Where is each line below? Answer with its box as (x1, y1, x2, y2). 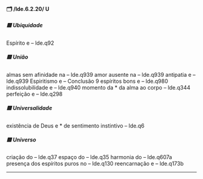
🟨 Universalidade (6, 105, 53, 112)
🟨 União (6, 53, 28, 60)
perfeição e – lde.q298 (6, 90, 63, 97)
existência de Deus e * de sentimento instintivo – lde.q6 (6, 122, 145, 129)
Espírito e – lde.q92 (6, 39, 54, 47)
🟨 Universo (6, 136, 36, 143)
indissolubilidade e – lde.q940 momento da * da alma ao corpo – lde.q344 (6, 83, 191, 91)
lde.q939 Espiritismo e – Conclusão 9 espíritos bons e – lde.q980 (6, 77, 168, 85)
